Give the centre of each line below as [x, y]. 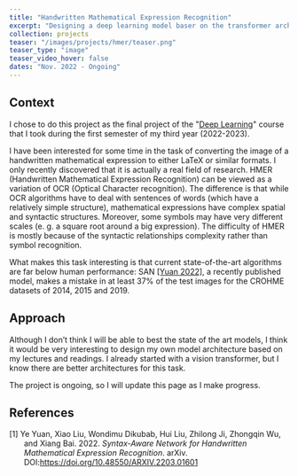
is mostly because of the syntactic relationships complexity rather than [139, 235]
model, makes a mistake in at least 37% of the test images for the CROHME [147, 281]
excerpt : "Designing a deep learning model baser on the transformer [141, 26]
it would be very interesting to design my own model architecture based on [146, 349]
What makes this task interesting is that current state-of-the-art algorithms [145, 261]
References [42, 413]
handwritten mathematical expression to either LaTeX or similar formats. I [143, 160]
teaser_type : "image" [49, 51]
